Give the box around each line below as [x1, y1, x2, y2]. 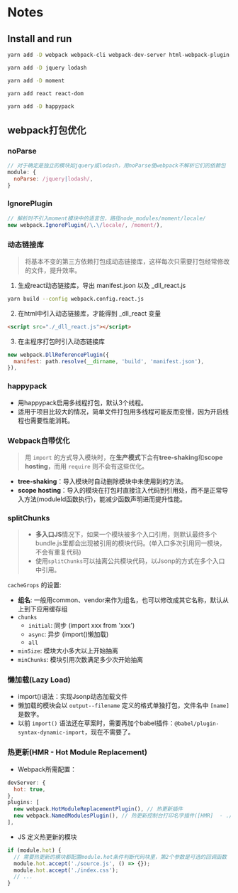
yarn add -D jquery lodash [7, 64, 87, 71]
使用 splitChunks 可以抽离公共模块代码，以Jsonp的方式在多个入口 [35, 557, 225, 565]
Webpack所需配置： [17, 765, 76, 774]
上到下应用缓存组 [17, 605, 68, 614]
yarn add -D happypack [7, 102, 74, 110]
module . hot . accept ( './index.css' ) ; [13, 867, 119, 874]
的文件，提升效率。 [24, 266, 81, 274]
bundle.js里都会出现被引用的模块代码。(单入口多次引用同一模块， [35, 539, 226, 547]
